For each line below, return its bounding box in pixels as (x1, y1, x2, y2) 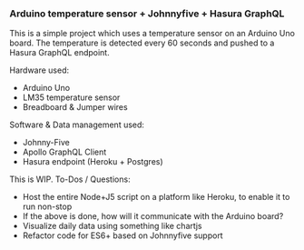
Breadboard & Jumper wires (22, 102, 129, 113)
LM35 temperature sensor (22, 92, 121, 103)
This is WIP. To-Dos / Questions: (9, 174, 131, 185)
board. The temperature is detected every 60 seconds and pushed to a (9, 37, 275, 48)
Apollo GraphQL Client (22, 146, 107, 157)
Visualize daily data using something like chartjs (22, 221, 202, 232)
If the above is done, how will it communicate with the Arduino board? (22, 211, 284, 222)
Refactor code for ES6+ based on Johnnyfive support (22, 230, 224, 241)
